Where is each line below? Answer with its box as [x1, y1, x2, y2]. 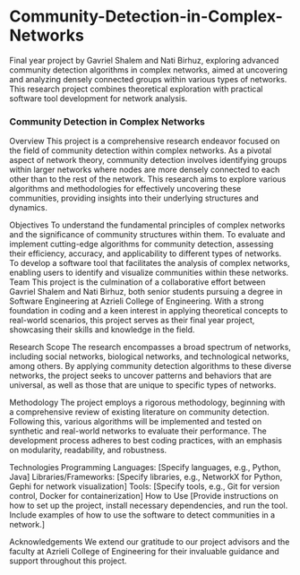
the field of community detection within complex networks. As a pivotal [9, 145, 271, 156]
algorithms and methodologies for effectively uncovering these [9, 184, 242, 194]
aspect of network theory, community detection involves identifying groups [9, 155, 287, 166]
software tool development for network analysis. [9, 92, 188, 104]
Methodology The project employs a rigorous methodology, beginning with [9, 397, 286, 408]
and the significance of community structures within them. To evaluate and [9, 229, 286, 240]
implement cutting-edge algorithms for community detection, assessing [9, 239, 274, 250]
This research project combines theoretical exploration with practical [9, 83, 263, 94]
